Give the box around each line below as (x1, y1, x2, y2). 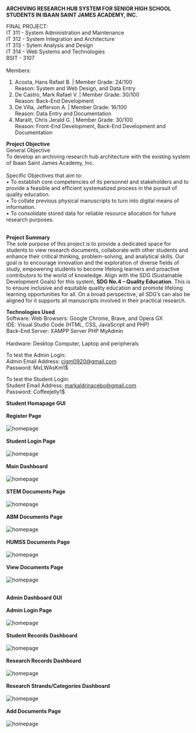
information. (6, 204, 36, 210)
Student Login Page (6, 437, 56, 445)
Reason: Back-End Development (14, 97, 94, 104)
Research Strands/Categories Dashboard (6, 683, 110, 689)
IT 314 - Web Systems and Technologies (6, 48, 105, 55)
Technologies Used (6, 309, 55, 315)
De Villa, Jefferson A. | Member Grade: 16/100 (14, 104, 127, 110)
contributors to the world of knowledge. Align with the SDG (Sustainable (6, 272, 183, 278)
